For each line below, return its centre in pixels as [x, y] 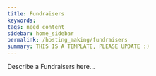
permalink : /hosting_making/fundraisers [68, 40]
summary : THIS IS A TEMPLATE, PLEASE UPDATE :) [79, 46]
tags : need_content [36, 27]
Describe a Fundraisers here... [51, 66]
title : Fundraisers [36, 14]
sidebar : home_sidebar [41, 33]
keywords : [22, 20]
